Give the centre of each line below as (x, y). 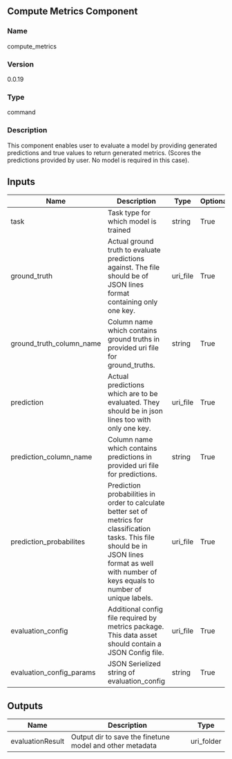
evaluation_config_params (53, 672)
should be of (128, 276)
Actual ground (131, 242)
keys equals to (132, 581)
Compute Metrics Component (72, 11)
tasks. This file (132, 537)
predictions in (130, 457)
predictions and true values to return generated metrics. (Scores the (104, 152)
